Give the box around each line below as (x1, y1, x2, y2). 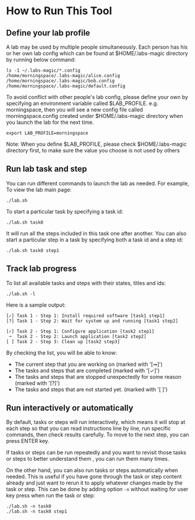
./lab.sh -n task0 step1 (6, 509, 67, 515)
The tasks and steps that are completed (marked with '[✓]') (14, 366, 160, 374)
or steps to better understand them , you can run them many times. (6, 455, 170, 462)
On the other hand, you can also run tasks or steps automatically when (6, 467, 178, 474)
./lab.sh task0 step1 (6, 247, 60, 253)
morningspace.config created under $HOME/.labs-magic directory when (6, 113, 183, 119)
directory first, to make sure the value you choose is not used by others (6, 147, 180, 154)
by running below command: (6, 56, 76, 63)
